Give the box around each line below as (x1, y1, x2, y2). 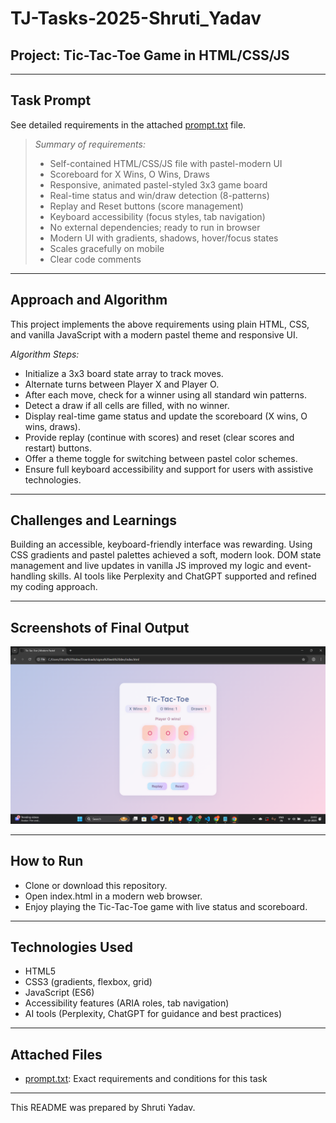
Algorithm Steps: (10, 348, 80, 360)
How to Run (10, 853, 84, 870)
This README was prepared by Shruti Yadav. (10, 1102, 196, 1114)
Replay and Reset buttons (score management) (49, 200, 244, 212)
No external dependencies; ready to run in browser (49, 221, 261, 233)
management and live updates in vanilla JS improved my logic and (10, 560, 283, 572)
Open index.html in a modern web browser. (24, 890, 203, 902)
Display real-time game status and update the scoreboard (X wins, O (24, 410, 308, 422)
